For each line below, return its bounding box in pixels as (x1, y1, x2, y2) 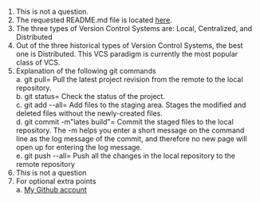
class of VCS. (15, 57, 61, 67)
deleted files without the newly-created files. (15, 109, 163, 118)
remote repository (15, 160, 76, 168)
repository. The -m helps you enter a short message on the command (15, 125, 245, 135)
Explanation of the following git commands (15, 66, 157, 75)
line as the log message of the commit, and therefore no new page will (15, 134, 247, 143)
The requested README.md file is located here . (15, 15, 173, 25)
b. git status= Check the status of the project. (15, 92, 166, 101)
